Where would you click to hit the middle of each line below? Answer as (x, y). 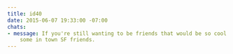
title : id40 (24, 14)
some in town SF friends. (58, 40)
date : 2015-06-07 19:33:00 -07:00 (58, 20)
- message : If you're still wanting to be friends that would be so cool (117, 33)
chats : (17, 27)
